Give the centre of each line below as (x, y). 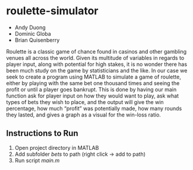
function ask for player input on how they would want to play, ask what (93, 96)
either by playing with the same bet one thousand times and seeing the (93, 83)
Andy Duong (30, 27)
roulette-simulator (52, 11)
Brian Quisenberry (37, 40)
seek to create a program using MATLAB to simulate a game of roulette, (94, 77)
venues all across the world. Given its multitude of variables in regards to (95, 58)
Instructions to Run (42, 133)
